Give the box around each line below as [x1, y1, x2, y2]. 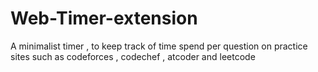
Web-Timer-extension [10, 7, 198, 30]
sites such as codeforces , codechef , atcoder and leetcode [10, 50, 256, 62]
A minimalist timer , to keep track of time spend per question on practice [10, 40, 308, 52]
